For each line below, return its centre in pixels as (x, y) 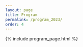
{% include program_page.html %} (42, 39)
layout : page (19, 10)
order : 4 (15, 24)
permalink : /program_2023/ (34, 19)
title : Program (21, 15)
